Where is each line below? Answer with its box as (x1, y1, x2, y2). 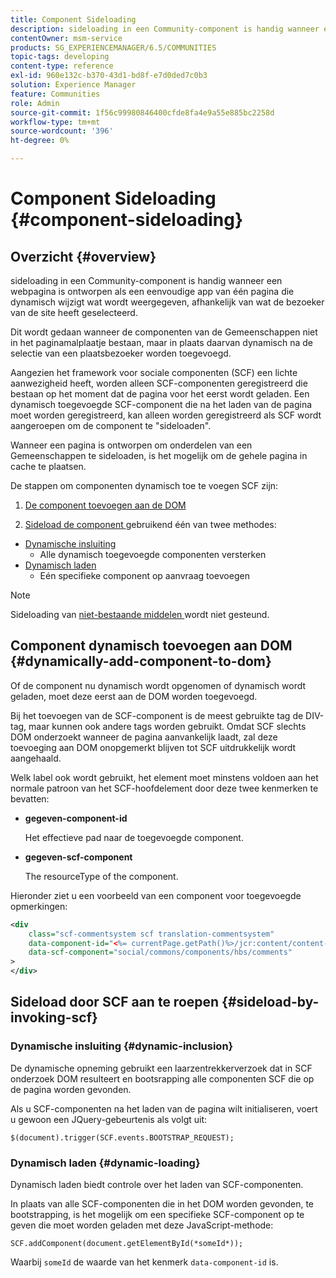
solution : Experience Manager (10, 80, 137, 90)
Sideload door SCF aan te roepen (10, 994, 220, 1011)
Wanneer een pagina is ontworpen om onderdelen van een (10, 439, 253, 451)
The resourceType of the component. (24, 870, 179, 882)
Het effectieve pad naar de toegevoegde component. (24, 831, 244, 843)
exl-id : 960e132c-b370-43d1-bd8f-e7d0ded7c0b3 (10, 71, 208, 81)
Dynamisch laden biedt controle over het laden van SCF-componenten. (10, 1179, 304, 1191)
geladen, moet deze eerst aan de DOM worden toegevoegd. (10, 690, 258, 702)
